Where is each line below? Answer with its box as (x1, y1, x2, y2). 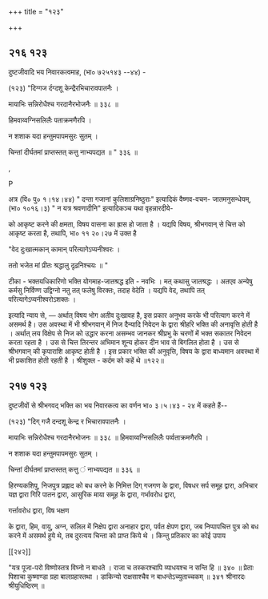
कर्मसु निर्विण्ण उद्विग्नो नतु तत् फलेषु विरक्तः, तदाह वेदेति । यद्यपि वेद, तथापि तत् (8, 285, 206, 295)
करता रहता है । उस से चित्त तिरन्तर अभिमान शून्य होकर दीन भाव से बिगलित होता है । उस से (8, 337, 239, 347)
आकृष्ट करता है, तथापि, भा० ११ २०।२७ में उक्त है (8, 228, 138, 238)
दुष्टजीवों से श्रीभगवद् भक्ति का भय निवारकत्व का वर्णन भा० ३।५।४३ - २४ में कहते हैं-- (8, 400, 228, 410)
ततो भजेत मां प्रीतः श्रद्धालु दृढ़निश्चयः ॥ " (8, 260, 108, 270)
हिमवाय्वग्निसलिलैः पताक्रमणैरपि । (8, 115, 92, 125)
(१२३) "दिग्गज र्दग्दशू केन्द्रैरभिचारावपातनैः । (8, 83, 119, 93)
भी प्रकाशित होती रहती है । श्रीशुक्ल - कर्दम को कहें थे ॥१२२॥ (8, 356, 164, 365)
